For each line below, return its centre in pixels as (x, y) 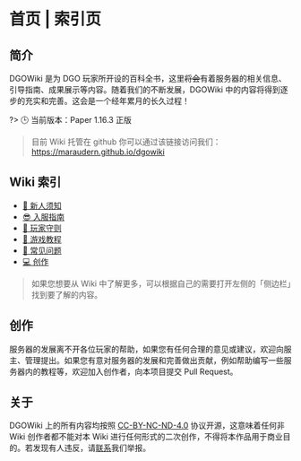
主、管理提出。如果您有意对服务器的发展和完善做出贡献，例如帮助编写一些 (146, 360)
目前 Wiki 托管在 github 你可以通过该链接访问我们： (126, 142)
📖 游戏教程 (42, 239)
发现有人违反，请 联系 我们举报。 (91, 448)
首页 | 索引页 (55, 19)
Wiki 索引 (35, 183)
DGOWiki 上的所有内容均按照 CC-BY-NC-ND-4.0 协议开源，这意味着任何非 (147, 426)
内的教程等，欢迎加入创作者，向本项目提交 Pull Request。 (131, 371)
